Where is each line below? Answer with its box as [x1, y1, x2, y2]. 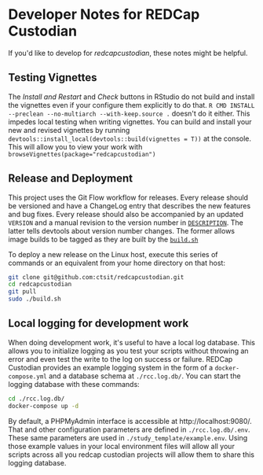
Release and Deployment [8, 171, 133, 186]
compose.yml [8, 372, 47, 381]
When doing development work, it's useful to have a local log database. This [8, 337, 255, 347]
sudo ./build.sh [8, 295, 61, 304]
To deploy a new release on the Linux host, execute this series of [8, 249, 218, 259]
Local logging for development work [8, 317, 189, 330]
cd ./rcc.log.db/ [8, 395, 65, 403]
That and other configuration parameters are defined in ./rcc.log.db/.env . [8, 425, 250, 434]
